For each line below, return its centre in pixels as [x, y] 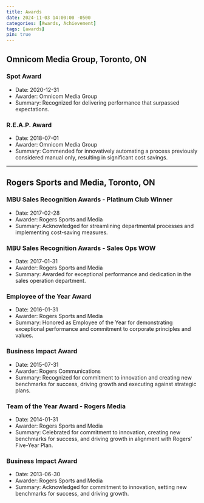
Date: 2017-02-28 [37, 213]
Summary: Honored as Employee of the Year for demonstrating [94, 322]
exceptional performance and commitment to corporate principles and [103, 329]
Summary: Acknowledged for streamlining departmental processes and [104, 226]
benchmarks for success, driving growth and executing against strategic [106, 384]
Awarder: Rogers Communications [58, 371]
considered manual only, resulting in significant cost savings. [91, 158]
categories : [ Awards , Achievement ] [51, 23]
